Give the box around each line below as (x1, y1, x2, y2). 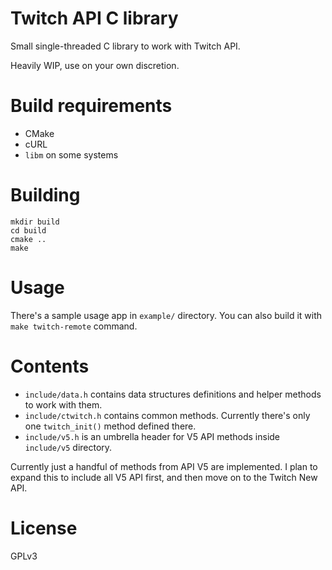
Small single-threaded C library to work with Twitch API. (10, 40, 241, 52)
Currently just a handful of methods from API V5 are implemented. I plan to (10, 460, 318, 472)
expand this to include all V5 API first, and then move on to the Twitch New (10, 471, 318, 483)
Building (10, 184, 81, 207)
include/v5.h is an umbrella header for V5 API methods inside (24, 430, 281, 442)
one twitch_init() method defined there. (24, 420, 197, 432)
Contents (10, 355, 90, 377)
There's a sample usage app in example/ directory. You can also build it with (10, 309, 323, 321)
